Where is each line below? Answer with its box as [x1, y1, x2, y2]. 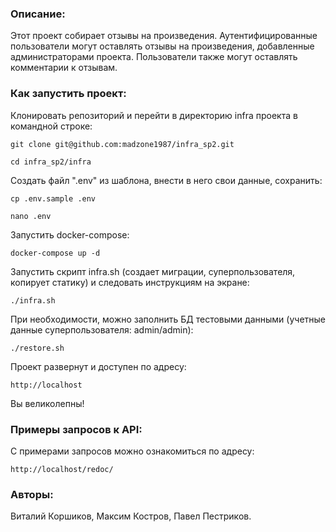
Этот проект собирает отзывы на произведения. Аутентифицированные [10, 30, 318, 42]
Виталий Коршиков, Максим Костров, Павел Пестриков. [10, 510, 252, 522]
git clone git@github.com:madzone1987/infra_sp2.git [10, 139, 235, 149]
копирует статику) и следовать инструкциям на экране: [10, 276, 250, 288]
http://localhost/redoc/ [10, 464, 114, 474]
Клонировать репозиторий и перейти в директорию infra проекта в [10, 109, 298, 121]
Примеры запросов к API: [10, 422, 143, 436]
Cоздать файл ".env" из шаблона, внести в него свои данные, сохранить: [10, 174, 323, 186]
